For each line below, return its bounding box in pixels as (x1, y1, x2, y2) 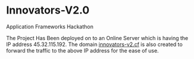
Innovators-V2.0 (6, 4, 90, 17)
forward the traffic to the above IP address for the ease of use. (6, 47, 159, 54)
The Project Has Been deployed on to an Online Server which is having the (6, 34, 189, 41)
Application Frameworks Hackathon (6, 23, 94, 30)
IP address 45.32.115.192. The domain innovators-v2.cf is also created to (6, 41, 183, 48)
